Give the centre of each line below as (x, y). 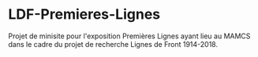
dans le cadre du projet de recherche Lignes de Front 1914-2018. (113, 44)
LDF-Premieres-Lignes (84, 14)
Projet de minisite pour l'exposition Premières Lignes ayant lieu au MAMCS (129, 36)
